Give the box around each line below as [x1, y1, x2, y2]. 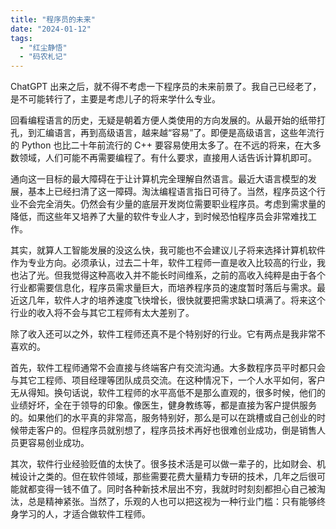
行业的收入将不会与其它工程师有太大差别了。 [10, 307, 195, 319]
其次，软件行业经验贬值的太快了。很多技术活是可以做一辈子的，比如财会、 [10, 458, 317, 470]
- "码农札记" [19, 52, 68, 62]
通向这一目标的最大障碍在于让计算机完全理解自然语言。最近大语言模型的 [10, 173, 308, 185]
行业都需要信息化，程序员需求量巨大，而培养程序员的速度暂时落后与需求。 [10, 282, 317, 294]
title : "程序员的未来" [10, 14, 96, 25]
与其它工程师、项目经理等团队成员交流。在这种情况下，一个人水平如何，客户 [10, 374, 326, 386]
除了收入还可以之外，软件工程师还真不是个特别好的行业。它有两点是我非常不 [10, 328, 326, 340]
